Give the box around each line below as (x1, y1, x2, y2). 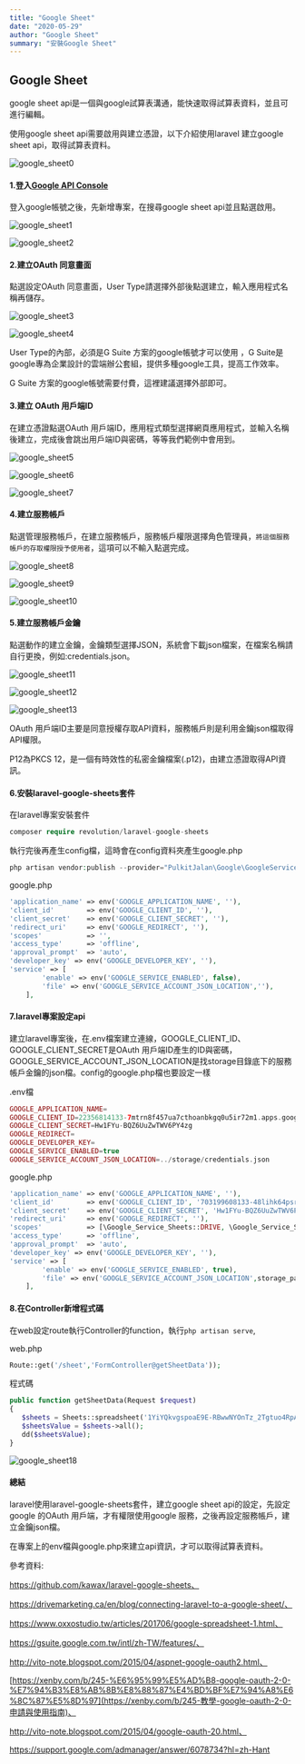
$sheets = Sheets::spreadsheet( (21, 1413, 144, 1422)
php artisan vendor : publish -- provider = (9, 863, 165, 872)
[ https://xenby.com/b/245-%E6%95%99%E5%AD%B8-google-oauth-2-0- (9, 1674, 291, 1686)
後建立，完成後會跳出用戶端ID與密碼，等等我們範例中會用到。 (9, 434, 241, 444)
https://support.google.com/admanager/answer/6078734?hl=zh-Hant (9, 1744, 271, 1755)
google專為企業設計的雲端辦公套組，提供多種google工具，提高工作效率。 (9, 358, 284, 369)
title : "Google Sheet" (9, 13, 95, 23)
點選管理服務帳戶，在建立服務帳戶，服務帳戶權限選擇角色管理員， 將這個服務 (9, 531, 290, 542)
